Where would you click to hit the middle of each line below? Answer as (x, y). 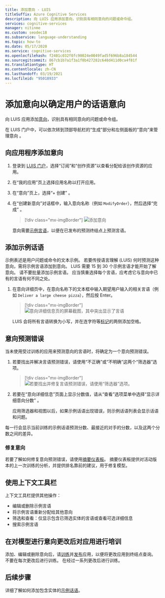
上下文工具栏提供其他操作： (33, 495)
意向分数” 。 (29, 401)
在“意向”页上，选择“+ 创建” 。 (42, 192)
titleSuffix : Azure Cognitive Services (46, 14)
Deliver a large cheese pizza (49, 296)
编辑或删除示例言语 (32, 506)
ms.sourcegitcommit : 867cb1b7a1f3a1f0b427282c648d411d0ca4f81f (71, 60)
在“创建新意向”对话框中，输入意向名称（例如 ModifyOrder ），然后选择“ (82, 203)
